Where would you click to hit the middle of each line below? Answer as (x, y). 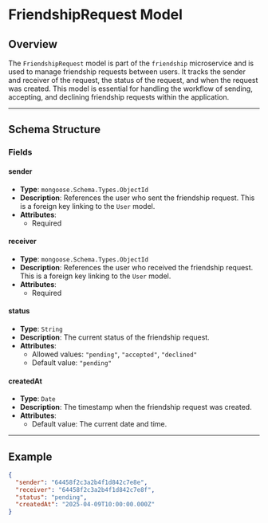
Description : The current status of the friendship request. (114, 337)
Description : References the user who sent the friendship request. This (137, 198)
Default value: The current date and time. (99, 424)
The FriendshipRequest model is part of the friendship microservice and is (131, 63)
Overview (33, 44)
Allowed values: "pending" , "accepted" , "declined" (114, 354)
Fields (20, 152)
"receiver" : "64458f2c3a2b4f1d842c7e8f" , (85, 490)
